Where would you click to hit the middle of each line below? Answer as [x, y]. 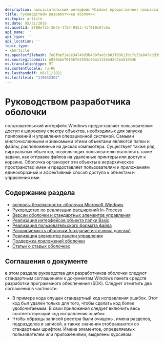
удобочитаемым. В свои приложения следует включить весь [76, 308]
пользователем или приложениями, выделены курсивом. [72, 334]
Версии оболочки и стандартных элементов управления [71, 215]
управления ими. [23, 177]
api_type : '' [18, 37]
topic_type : [17, 46]
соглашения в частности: [31, 289]
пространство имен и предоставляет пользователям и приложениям [78, 167]
